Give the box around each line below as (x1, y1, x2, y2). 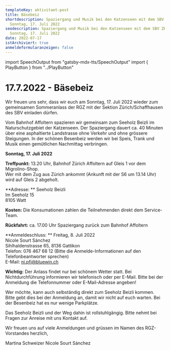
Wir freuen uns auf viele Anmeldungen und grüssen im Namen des (5, 325, 144, 331)
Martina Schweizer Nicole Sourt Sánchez (5, 340, 91, 346)
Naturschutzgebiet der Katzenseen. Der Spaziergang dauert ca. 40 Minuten (5, 124, 163, 130)
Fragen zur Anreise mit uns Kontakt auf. (5, 315, 88, 321)
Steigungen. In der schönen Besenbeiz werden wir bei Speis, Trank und (5, 135, 154, 142)
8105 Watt (5, 197, 26, 203)
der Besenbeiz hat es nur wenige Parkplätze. (5, 299, 99, 306)
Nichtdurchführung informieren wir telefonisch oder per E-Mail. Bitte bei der (5, 274, 163, 280)
